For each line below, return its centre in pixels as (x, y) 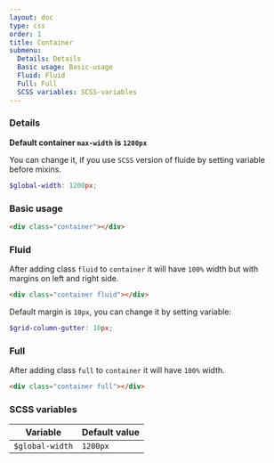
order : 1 (25, 34)
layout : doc (31, 17)
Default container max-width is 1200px (78, 142)
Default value (111, 433)
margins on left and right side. (64, 279)
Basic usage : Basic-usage (65, 68)
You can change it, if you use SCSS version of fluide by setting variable (137, 159)
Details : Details (49, 59)
